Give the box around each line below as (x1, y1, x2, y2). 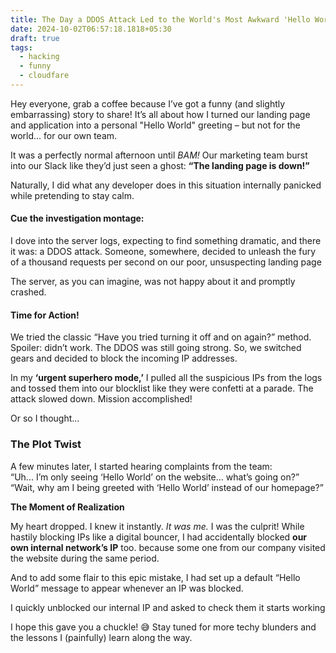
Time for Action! (10, 309, 80, 321)
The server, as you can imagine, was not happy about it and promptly (10, 276, 296, 288)
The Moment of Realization (10, 501, 125, 513)
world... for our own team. (10, 129, 118, 141)
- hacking (19, 52, 60, 62)
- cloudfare (19, 71, 70, 81)
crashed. (10, 286, 47, 298)
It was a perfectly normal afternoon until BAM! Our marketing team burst (10, 149, 308, 161)
